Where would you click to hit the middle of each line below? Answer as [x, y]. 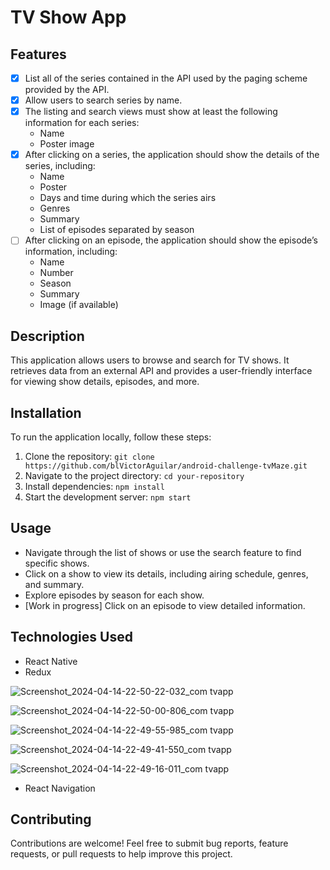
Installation [46, 412]
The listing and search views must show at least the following [151, 112]
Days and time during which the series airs [128, 198]
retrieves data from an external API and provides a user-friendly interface [161, 371]
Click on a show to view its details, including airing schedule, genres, [166, 573]
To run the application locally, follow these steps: [111, 437]
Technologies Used [71, 637]
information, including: [71, 252]
